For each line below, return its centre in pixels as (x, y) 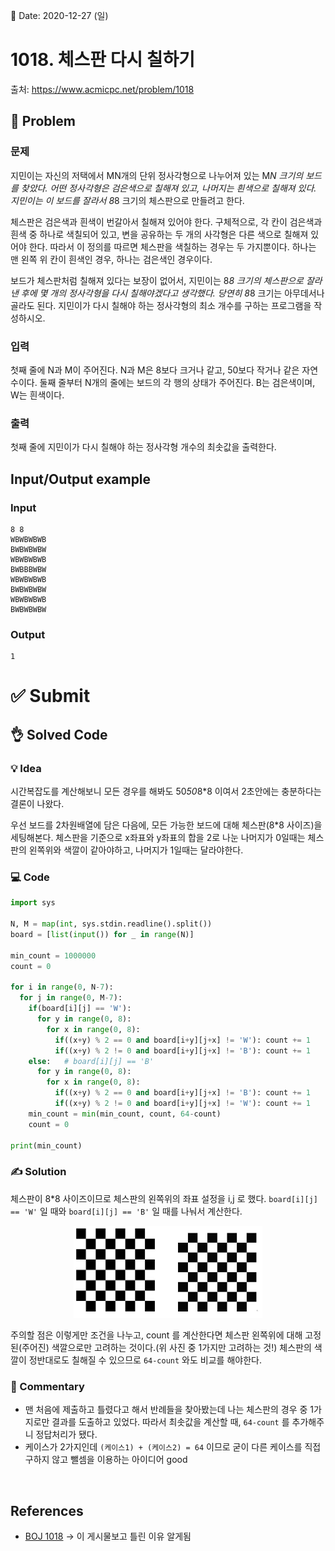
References (47, 1510)
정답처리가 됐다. (66, 1435)
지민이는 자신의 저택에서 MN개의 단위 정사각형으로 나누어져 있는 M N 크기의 (157, 175)
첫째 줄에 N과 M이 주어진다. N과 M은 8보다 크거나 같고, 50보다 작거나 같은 (155, 370)
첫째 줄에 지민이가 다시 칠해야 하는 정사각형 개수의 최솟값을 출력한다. (143, 447)
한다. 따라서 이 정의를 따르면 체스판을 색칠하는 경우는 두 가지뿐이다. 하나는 (172, 246)
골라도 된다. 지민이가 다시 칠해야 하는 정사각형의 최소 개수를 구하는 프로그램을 (161, 305)
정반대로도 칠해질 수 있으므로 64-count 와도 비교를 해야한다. (145, 1360)
